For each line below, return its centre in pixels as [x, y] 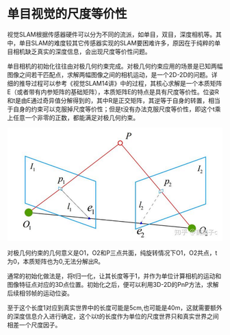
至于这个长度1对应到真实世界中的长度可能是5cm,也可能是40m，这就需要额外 [115, 308]
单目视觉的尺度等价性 [67, 14]
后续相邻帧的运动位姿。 [40, 293]
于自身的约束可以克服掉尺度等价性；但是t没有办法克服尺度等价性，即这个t [111, 109]
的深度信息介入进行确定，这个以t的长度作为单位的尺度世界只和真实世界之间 [113, 316]
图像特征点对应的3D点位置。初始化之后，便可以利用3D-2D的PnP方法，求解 [113, 284]
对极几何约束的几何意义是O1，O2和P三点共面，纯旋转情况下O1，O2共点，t [112, 253]
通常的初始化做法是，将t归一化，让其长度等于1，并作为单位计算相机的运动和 [114, 276]
